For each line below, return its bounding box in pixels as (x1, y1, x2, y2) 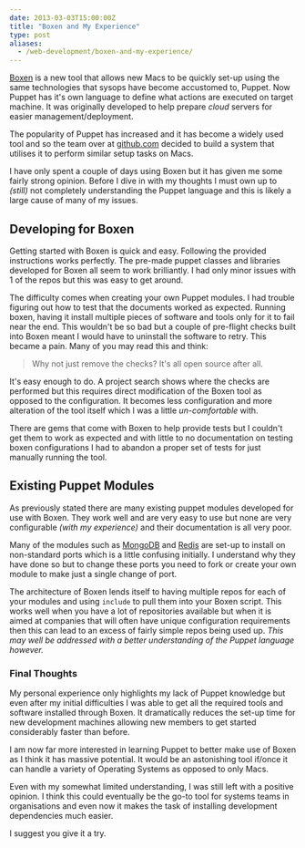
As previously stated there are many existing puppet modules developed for (9, 502, 294, 513)
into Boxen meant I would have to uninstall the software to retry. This (9, 330, 267, 342)
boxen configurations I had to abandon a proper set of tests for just (9, 441, 261, 452)
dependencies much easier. (9, 811, 114, 822)
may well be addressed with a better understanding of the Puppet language (9, 635, 295, 646)
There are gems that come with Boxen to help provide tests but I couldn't (9, 422, 283, 433)
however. (9, 644, 44, 655)
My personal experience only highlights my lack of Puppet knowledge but (9, 688, 286, 698)
